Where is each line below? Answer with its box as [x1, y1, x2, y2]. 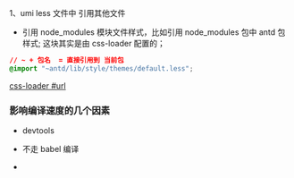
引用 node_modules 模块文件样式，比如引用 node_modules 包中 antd [21, 27, 276, 38]
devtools [21, 125, 55, 136]
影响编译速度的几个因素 [9, 104, 110, 116]
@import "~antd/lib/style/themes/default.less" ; [9, 64, 194, 73]
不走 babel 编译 [21, 144, 80, 155]
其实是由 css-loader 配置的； [57, 38, 165, 48]
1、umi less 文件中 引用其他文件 [9, 8, 126, 18]
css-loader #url [9, 80, 66, 91]
